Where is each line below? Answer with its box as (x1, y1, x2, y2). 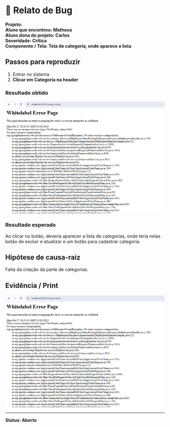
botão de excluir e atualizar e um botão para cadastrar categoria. (5, 238, 141, 244)
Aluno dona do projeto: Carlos (5, 32, 70, 38)
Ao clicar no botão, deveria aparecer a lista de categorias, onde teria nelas (5, 233, 161, 239)
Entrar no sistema (12, 71, 50, 77)
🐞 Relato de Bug (5, 5, 72, 16)
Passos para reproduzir (5, 58, 81, 67)
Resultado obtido (5, 89, 49, 96)
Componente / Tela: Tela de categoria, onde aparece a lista (5, 43, 132, 49)
